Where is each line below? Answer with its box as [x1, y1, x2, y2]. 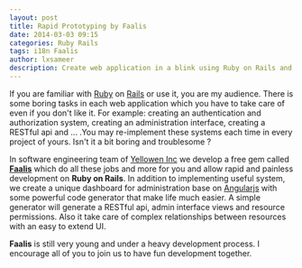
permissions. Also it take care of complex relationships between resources [9, 211, 287, 222]
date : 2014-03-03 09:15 [9, 30, 99, 39]
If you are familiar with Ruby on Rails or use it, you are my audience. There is [9, 88, 294, 99]
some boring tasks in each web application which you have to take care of [9, 97, 286, 108]
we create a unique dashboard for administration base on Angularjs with [9, 182, 278, 193]
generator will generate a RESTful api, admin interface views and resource [9, 201, 286, 212]
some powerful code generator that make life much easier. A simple [9, 191, 261, 203]
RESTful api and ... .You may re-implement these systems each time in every [9, 126, 293, 137]
